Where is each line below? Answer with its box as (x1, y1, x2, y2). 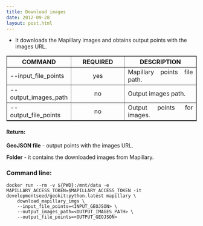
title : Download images (6, 8, 66, 15)
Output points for (127, 103, 193, 112)
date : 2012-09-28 (6, 15, 50, 21)
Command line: (6, 169, 53, 177)
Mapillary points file (127, 68, 193, 76)
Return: (6, 128, 26, 135)
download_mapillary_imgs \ (17, 198, 85, 204)
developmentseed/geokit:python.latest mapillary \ (6, 193, 137, 199)
